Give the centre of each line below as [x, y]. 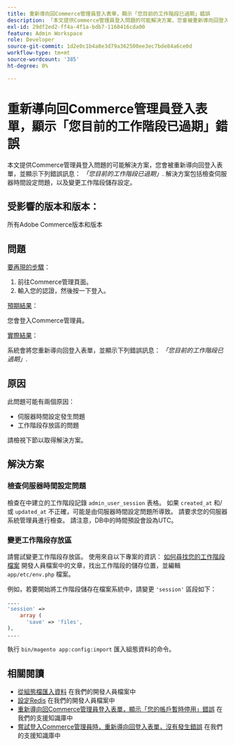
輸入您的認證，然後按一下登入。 [63, 291]
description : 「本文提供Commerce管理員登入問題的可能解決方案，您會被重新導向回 [113, 20]
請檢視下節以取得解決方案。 [47, 440]
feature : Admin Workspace [45, 33]
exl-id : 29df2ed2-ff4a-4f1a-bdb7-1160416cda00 [76, 27]
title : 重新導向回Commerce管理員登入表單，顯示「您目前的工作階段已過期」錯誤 [109, 14]
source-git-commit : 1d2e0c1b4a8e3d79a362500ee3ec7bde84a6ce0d [100, 46]
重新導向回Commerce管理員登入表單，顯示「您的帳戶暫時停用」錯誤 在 [120, 710]
